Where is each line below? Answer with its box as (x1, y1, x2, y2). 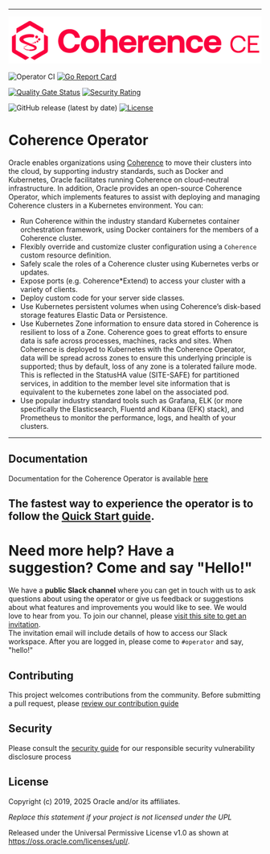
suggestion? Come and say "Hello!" (8, 559, 253, 577)
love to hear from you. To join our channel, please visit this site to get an (8, 611, 247, 621)
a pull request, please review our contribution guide (8, 698, 179, 708)
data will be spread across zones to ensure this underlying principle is (19, 353, 252, 363)
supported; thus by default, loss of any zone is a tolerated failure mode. (19, 361, 257, 371)
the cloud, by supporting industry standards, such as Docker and (8, 167, 223, 176)
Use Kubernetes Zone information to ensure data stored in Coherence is (19, 319, 259, 328)
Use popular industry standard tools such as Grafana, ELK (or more (19, 396, 243, 406)
